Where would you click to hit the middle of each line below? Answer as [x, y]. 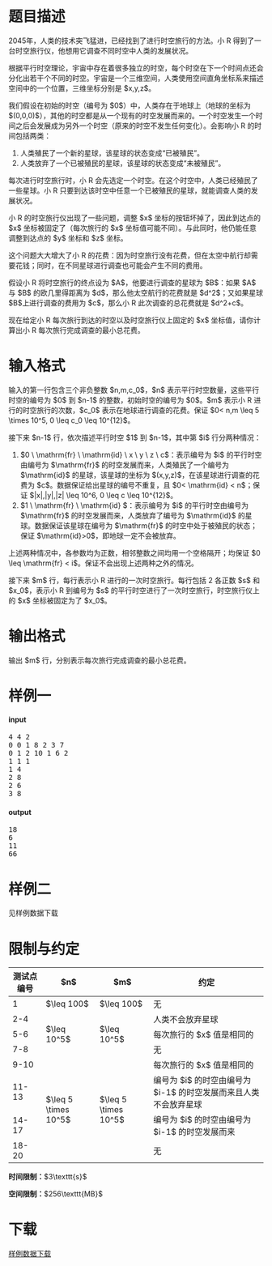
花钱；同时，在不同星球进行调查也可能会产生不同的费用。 [111, 265]
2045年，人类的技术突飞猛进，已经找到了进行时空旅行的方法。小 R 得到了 [132, 40]
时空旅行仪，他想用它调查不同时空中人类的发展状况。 [104, 50]
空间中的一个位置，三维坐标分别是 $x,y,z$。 [82, 88]
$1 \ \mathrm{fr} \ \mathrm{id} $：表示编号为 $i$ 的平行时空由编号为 [134, 505]
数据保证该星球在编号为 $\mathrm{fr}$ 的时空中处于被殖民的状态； [146, 525]
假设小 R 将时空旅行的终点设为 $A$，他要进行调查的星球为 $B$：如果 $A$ [132, 282]
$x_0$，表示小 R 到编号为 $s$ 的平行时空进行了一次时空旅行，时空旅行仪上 [134, 590]
